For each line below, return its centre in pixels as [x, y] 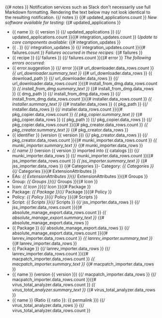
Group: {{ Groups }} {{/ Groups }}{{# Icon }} [55, 181]
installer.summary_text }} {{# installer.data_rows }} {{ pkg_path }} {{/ [80, 104]
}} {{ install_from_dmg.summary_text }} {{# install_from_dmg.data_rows [83, 89]
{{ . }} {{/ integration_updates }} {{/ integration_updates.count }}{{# [79, 47]
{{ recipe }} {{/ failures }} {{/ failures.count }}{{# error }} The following [81, 58]
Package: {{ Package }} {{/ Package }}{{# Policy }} [62, 192]
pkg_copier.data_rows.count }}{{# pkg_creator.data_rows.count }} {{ [80, 125]
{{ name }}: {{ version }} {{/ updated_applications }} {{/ [66, 32]
